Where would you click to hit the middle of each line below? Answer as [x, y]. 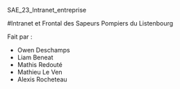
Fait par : [20, 37]
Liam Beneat [35, 57]
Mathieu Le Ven [40, 72]
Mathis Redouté [40, 65]
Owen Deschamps [44, 50]
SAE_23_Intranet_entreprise [47, 10]
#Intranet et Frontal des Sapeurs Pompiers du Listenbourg [90, 23]
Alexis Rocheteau [42, 79]
